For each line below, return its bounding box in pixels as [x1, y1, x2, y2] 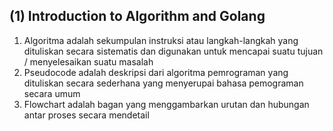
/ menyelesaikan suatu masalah [23, 55, 154, 68]
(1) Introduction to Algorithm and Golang [9, 8, 266, 25]
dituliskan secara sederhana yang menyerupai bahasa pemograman [23, 77, 304, 89]
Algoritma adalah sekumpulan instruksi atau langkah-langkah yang [23, 34, 299, 46]
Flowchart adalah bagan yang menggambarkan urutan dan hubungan [23, 98, 310, 110]
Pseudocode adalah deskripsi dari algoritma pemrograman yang [23, 66, 289, 78]
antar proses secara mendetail [23, 109, 150, 121]
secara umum [23, 87, 81, 99]
